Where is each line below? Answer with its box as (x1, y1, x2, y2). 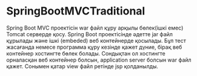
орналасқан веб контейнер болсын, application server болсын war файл (6, 56, 192, 63)
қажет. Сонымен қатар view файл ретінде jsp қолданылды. (6, 62, 159, 70)
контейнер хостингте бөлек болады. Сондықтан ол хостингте (6, 49, 165, 57)
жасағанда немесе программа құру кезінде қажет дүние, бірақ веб (6, 43, 182, 51)
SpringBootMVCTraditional (6, 4, 145, 18)
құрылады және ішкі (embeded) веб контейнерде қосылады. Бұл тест (6, 37, 186, 44)
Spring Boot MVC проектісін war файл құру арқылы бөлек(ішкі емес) (6, 24, 184, 31)
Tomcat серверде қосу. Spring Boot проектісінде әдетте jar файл (6, 30, 173, 37)
